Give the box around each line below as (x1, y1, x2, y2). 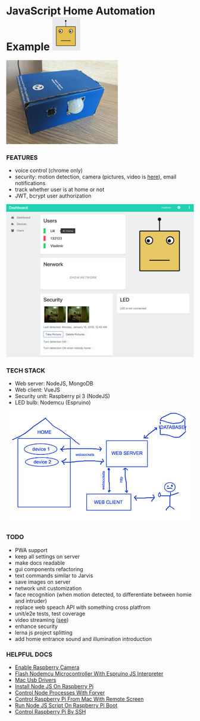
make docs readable (14, 559, 65, 566)
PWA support (14, 546, 48, 553)
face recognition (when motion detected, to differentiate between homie (14, 591, 192, 598)
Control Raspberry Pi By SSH (14, 708, 86, 716)
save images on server (14, 578, 71, 586)
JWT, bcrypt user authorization (14, 192, 92, 199)
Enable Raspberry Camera (14, 664, 80, 671)
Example (6, 40, 50, 54)
